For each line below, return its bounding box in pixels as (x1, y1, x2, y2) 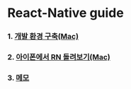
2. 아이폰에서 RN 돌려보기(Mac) (7, 52, 111, 62)
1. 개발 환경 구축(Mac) (7, 32, 79, 42)
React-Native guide (7, 5, 124, 21)
